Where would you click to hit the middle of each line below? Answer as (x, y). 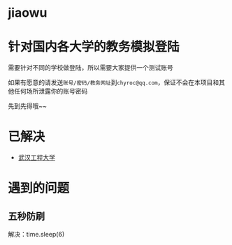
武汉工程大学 (36, 158)
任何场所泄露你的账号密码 (51, 91)
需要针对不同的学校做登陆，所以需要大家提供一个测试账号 (90, 68)
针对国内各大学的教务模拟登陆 (94, 47)
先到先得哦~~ (28, 106)
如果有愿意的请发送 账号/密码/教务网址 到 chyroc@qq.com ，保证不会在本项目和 (114, 82)
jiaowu (28, 13)
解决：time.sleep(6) (36, 235)
